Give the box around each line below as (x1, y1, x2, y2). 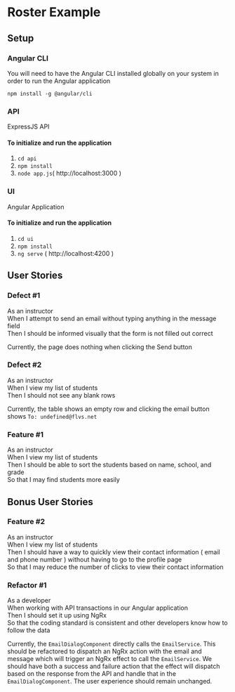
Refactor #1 (7, 580, 47, 590)
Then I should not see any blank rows (7, 391, 116, 399)
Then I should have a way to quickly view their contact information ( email (7, 547, 220, 556)
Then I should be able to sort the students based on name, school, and (7, 461, 212, 469)
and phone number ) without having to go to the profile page (7, 555, 182, 563)
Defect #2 (7, 360, 42, 370)
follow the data (7, 626, 51, 634)
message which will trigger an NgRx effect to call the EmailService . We (7, 655, 213, 663)
